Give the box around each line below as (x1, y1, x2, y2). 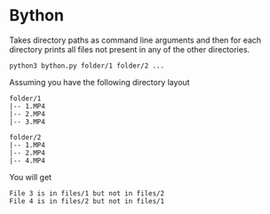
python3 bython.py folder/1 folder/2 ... (9, 61, 165, 70)
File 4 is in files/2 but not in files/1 (9, 196, 165, 205)
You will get (9, 171, 52, 182)
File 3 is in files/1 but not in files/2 (9, 188, 165, 198)
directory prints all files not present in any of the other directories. (9, 44, 250, 54)
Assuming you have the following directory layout (9, 76, 190, 87)
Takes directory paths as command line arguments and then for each (9, 35, 262, 45)
